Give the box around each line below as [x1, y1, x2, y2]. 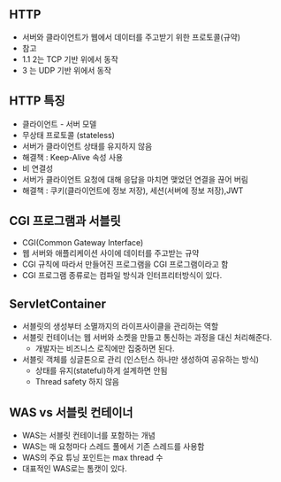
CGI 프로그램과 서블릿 [9, 214, 121, 229]
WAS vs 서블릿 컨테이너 [9, 405, 133, 420]
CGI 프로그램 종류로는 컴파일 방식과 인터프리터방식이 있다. [21, 270, 223, 281]
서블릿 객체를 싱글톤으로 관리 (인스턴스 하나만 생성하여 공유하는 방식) [21, 354, 259, 365]
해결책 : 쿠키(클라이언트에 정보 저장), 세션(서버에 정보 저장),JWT [21, 185, 244, 196]
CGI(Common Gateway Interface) [21, 237, 144, 248]
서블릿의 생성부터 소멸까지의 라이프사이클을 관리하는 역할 [21, 321, 219, 331]
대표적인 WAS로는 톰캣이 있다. [21, 463, 127, 474]
